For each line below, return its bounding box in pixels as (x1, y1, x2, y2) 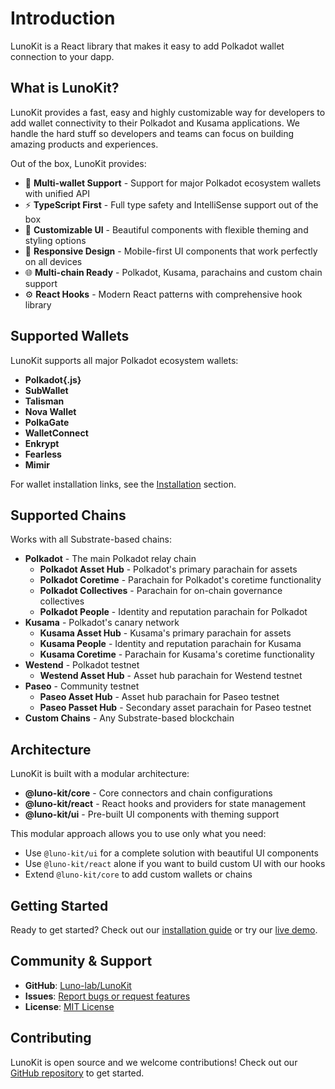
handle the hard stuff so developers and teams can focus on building (10, 127, 295, 139)
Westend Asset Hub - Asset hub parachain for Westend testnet (39, 670, 303, 682)
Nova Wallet (24, 405, 77, 417)
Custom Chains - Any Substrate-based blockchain (24, 712, 235, 724)
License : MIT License (24, 1000, 115, 1012)
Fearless (24, 448, 62, 460)
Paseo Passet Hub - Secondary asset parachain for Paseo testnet (39, 702, 312, 714)
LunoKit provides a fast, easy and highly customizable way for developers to (10, 106, 326, 118)
